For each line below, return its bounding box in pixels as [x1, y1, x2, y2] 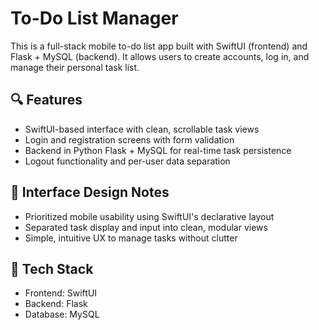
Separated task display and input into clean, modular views [24, 221, 268, 233]
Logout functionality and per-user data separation [24, 155, 231, 167]
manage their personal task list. [10, 61, 140, 73]
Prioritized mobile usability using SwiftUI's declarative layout [24, 210, 275, 222]
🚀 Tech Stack [10, 260, 94, 277]
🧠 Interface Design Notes [10, 184, 170, 201]
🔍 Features [10, 92, 83, 109]
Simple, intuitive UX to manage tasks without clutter [24, 232, 238, 244]
